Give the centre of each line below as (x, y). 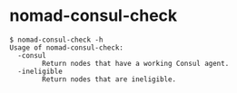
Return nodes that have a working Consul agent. (136, 63)
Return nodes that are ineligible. (109, 79)
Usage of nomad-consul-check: (67, 47)
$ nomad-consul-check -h (56, 40)
